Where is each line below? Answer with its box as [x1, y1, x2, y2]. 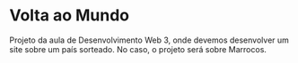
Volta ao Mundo [9, 5, 130, 26]
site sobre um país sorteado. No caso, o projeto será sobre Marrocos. [9, 43, 267, 54]
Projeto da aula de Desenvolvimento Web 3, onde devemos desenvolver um [9, 35, 290, 45]
